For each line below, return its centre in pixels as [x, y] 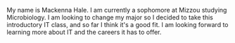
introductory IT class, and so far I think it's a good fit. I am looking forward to [118, 25]
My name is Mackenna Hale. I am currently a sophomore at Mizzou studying [117, 10]
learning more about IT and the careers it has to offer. [84, 32]
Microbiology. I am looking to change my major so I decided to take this [110, 17]
